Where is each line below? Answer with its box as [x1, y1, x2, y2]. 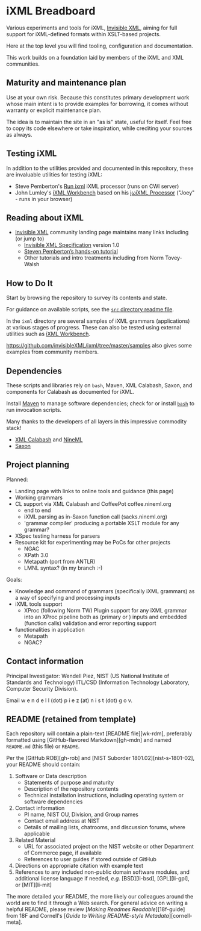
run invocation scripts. [6, 406, 62, 413]
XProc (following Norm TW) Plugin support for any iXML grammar [23, 606, 187, 614]
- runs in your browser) [14, 195, 73, 202]
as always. [6, 131, 32, 138]
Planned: [6, 476, 28, 483]
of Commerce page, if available [23, 849, 102, 856]
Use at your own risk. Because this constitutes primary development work [6, 93, 190, 101]
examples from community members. [6, 348, 99, 356]
